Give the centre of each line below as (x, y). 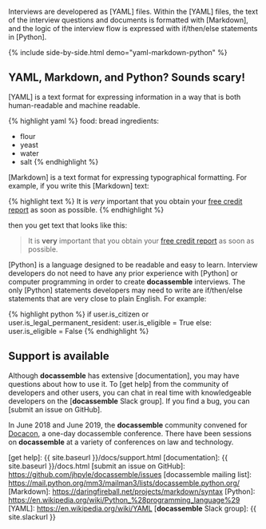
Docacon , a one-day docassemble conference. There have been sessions (130, 433)
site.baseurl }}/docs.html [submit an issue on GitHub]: (97, 466)
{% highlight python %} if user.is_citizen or (79, 314)
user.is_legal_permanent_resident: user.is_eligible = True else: (110, 322)
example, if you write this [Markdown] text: (79, 185)
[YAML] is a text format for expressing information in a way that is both (125, 97)
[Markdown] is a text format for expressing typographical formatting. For (128, 177)
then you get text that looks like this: (68, 225)
